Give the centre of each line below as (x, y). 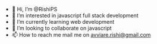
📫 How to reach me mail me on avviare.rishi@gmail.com (81, 35)
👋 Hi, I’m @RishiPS (34, 9)
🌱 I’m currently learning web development (63, 22)
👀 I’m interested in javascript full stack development (75, 15)
